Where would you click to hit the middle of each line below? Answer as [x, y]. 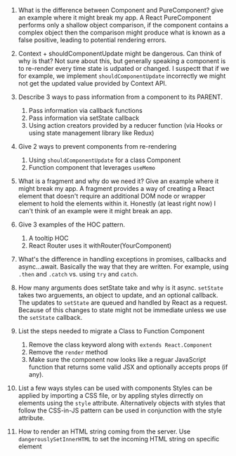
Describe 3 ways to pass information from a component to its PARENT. [120, 97]
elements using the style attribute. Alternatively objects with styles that [122, 403]
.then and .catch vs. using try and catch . [78, 274]
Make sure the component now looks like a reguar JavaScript [117, 360]
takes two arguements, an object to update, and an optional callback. [118, 295]
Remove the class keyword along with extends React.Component [120, 344]
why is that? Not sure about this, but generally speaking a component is [122, 61]
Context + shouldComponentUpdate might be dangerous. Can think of [120, 53]
